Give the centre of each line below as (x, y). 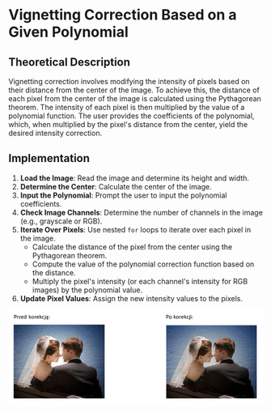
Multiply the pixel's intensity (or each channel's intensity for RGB (140, 281)
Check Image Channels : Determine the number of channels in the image (141, 212)
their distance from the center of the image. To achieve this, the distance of (134, 90)
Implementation (49, 158)
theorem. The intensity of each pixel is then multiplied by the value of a (127, 107)
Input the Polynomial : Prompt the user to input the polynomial (123, 195)
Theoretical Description (70, 62)
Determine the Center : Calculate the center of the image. (116, 186)
